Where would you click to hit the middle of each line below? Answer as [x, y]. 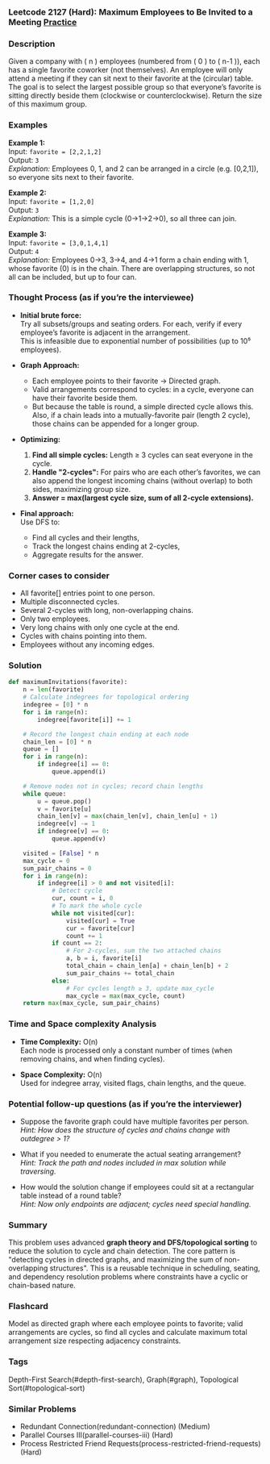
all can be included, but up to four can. [73, 277]
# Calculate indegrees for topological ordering [106, 697]
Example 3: [27, 234]
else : [60, 981]
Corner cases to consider [59, 575]
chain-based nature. [42, 1286]
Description [32, 44]
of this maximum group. [48, 104]
